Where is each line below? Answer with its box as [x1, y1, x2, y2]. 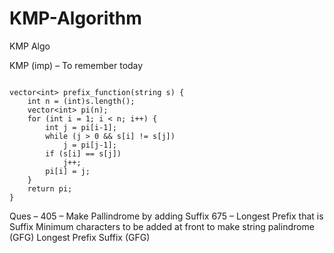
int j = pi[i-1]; [45, 122, 117, 132]
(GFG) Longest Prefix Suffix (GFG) [9, 231, 151, 243]
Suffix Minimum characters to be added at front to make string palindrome [9, 220, 315, 232]
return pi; [27, 183, 73, 194]
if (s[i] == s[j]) [45, 148, 122, 159]
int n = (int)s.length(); [27, 96, 136, 106]
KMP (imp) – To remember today [9, 59, 144, 71]
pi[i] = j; [45, 166, 91, 176]
